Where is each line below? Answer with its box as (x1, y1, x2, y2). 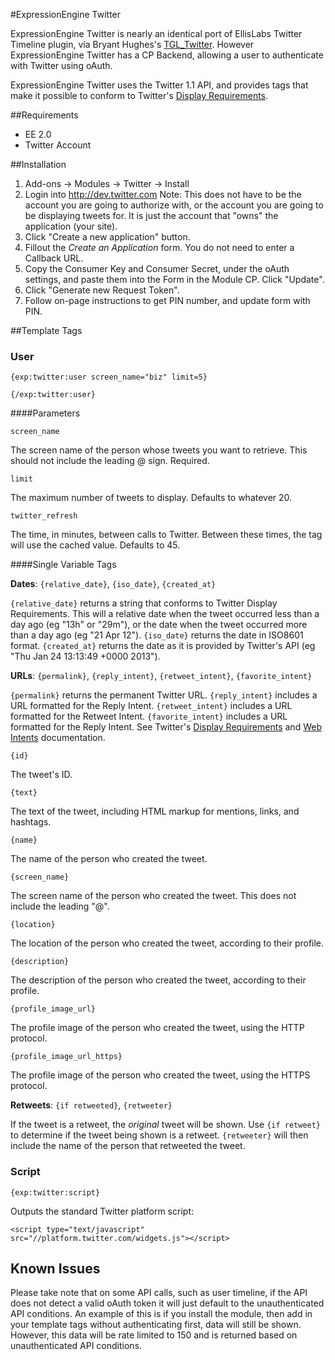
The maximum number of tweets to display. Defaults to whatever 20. (10, 492, 293, 504)
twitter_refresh (10, 511, 78, 521)
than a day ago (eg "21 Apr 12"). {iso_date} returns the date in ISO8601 (10, 629, 304, 641)
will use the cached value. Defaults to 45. (10, 539, 181, 551)
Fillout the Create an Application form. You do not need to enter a (24, 242, 295, 253)
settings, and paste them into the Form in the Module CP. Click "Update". (24, 274, 325, 285)
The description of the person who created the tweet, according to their (10, 974, 307, 986)
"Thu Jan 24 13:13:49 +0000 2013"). (10, 650, 161, 663)
